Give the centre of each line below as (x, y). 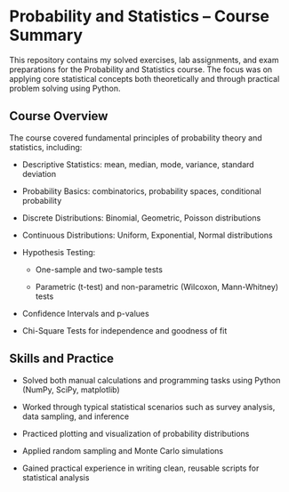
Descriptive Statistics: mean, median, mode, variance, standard (138, 164)
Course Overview (59, 116)
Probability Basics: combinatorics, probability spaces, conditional (142, 191)
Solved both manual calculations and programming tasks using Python (151, 380)
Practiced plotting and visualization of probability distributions (136, 433)
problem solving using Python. (65, 88)
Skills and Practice (61, 359)
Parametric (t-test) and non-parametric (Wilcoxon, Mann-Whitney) (157, 286)
